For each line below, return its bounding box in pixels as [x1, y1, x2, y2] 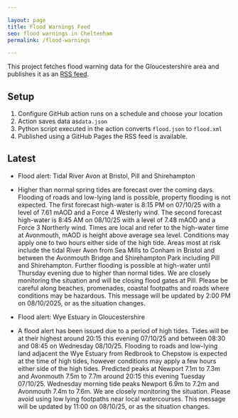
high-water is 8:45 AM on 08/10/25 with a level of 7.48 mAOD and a [17, 215, 216, 224]
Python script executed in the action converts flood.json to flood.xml [17, 125, 222, 133]
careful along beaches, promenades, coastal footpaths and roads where [17, 283, 229, 292]
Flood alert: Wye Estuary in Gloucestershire [17, 313, 146, 321]
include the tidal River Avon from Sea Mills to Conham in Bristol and [17, 246, 215, 254]
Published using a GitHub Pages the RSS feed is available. [17, 132, 188, 141]
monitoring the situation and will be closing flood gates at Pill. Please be [17, 276, 229, 285]
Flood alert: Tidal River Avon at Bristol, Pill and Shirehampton [17, 172, 195, 180]
